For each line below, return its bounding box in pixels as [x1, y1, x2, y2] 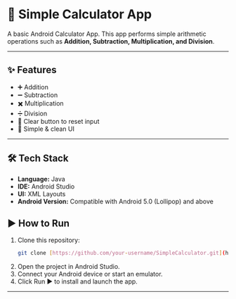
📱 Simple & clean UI [17, 125, 75, 133]
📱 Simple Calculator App [7, 6, 152, 23]
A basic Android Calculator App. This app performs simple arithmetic [7, 30, 207, 38]
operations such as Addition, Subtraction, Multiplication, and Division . [7, 37, 215, 45]
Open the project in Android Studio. [17, 262, 121, 271]
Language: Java [17, 174, 65, 183]
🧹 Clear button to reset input [17, 117, 100, 125]
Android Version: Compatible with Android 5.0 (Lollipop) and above [17, 197, 214, 205]
